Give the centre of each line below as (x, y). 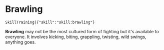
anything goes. (20, 42)
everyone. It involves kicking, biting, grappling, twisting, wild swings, (76, 37)
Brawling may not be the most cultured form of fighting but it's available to (82, 31)
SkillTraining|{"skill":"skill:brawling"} (50, 22)
